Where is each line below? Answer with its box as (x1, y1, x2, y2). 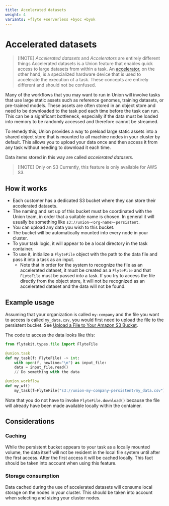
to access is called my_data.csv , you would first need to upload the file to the (5, 317, 164, 323)
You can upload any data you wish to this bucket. (12, 224, 115, 230)
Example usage (5, 298, 54, 307)
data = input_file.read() (14, 365, 69, 370)
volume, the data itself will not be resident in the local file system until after (5, 449, 160, 455)
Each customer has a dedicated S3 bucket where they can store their (12, 197, 156, 204)
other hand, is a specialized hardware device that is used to (17, 71, 141, 77)
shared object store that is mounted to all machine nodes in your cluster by (5, 134, 160, 140)
